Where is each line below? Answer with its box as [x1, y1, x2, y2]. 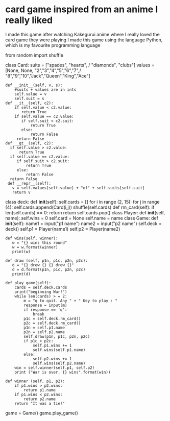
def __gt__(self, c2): [5, 140, 54, 146]
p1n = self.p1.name [23, 325, 65, 330]
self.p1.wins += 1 [32, 343, 72, 348]
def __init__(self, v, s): [5, 83, 63, 88]
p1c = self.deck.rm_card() [23, 316, 81, 321]
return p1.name [23, 387, 56, 392]
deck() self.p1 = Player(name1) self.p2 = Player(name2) [5, 226, 120, 232]
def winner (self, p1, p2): [5, 379, 65, 384]
